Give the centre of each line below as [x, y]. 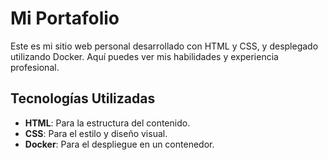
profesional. [35, 67]
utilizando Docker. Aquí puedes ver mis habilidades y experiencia [144, 56]
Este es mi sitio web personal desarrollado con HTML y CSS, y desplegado [164, 46]
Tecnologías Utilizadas [83, 98]
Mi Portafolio [65, 18]
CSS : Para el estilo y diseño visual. [96, 133]
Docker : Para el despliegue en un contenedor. [119, 144]
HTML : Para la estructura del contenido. [107, 123]
